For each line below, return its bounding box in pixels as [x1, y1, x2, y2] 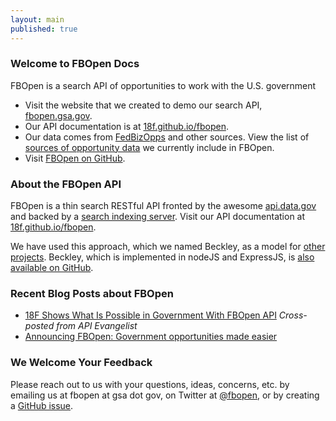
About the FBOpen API [10, 177, 122, 191]
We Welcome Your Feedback [10, 356, 153, 370]
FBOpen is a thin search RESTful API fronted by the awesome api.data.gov [10, 200, 317, 212]
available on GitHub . [10, 262, 94, 274]
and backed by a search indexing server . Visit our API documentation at [10, 211, 306, 223]
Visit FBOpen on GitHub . [24, 152, 126, 164]
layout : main [10, 14, 65, 25]
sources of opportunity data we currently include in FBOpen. [24, 141, 275, 153]
